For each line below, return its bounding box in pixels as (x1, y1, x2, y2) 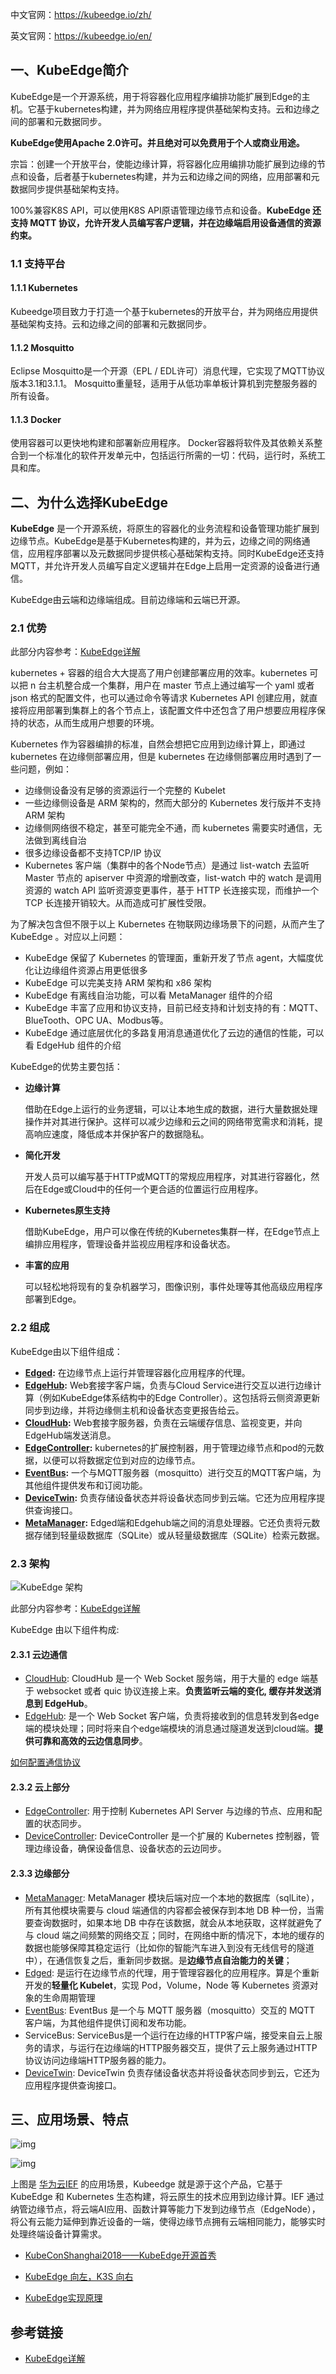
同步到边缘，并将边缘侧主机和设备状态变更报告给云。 (24, 1404, 245, 1416)
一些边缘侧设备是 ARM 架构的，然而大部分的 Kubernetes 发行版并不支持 (24, 797, 322, 809)
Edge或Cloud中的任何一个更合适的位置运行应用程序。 (42, 1183, 264, 1195)
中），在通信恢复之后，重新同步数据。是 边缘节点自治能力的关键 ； (24, 1954, 293, 1966)
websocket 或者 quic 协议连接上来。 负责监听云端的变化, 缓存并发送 (36, 1685, 313, 1697)
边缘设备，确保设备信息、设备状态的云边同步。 (33, 1843, 227, 1855)
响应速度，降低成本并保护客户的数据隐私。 (33, 1128, 210, 1140)
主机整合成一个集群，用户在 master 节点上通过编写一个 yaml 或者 (46, 679, 315, 692)
